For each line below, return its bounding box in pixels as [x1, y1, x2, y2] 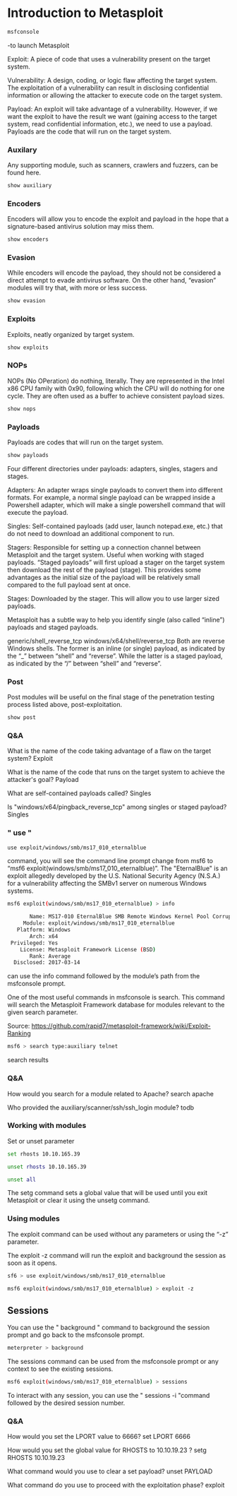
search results [7, 1056, 49, 1064]
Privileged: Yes [10, 939, 59, 946]
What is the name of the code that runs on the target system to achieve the [7, 768, 226, 776]
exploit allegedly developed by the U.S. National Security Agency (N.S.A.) [7, 872, 221, 880]
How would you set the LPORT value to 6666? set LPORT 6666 [7, 1432, 190, 1441]
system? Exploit [7, 754, 53, 763]
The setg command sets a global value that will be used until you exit [7, 1189, 208, 1197]
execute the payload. [7, 508, 68, 516]
